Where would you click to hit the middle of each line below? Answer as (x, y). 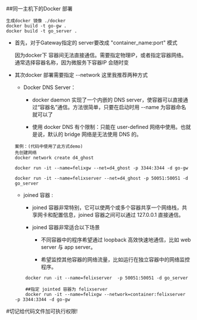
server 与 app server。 (68, 247)
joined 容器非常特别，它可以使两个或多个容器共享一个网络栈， (107, 207)
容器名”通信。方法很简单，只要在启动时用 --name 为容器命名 (113, 107)
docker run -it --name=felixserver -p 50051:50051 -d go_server (107, 278)
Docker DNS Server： (50, 87)
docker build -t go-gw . (36, 26)
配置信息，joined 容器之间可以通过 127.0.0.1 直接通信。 (118, 215)
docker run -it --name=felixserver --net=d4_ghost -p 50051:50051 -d (101, 178)
